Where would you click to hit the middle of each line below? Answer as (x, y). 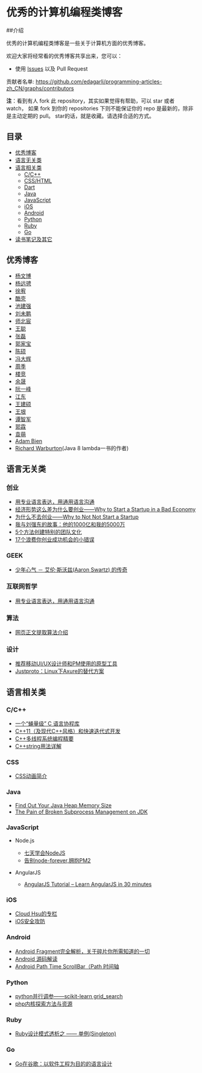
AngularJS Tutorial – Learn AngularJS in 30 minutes (88, 884)
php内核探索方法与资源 (44, 1004)
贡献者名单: (21, 81)
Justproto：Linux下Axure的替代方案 (59, 671)
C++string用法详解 (38, 747)
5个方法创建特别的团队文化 (49, 532)
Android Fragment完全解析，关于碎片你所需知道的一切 (82, 951)
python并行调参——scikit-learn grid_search (69, 996)
